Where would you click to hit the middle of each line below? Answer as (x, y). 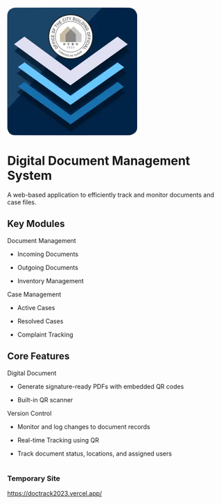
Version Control (29, 413)
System (30, 175)
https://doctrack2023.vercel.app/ (55, 494)
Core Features (38, 356)
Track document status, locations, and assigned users (94, 453)
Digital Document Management (99, 161)
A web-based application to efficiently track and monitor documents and (111, 195)
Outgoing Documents (47, 267)
